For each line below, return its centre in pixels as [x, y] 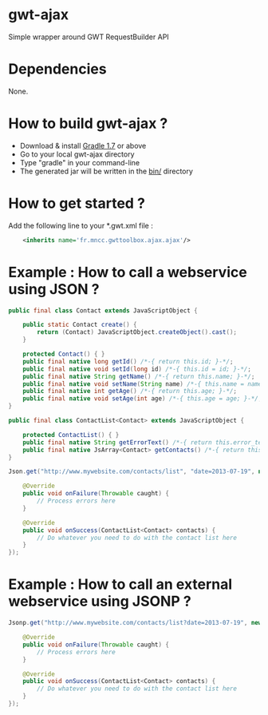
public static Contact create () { [80, 325]
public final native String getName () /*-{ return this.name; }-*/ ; [139, 376]
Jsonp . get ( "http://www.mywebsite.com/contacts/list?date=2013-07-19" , [128, 623]
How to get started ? [77, 203]
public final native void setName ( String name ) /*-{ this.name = [134, 384]
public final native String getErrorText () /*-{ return [118, 442]
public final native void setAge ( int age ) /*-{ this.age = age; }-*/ [141, 399]
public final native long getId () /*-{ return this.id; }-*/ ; [128, 361]
